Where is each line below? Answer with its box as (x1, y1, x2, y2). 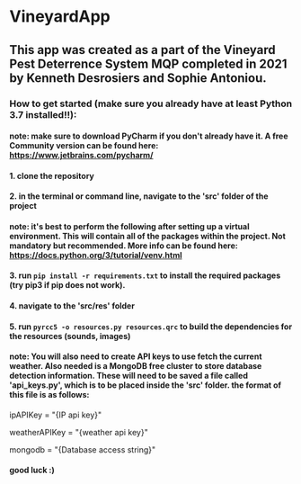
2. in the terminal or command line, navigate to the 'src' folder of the (9, 191, 269, 202)
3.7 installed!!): (9, 108, 77, 121)
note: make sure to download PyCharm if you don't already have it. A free (9, 130, 289, 141)
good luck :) (9, 465, 56, 476)
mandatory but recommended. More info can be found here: (9, 240, 238, 251)
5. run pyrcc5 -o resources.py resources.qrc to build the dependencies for (9, 321, 293, 332)
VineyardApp (9, 6, 111, 27)
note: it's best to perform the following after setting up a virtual (9, 220, 250, 231)
